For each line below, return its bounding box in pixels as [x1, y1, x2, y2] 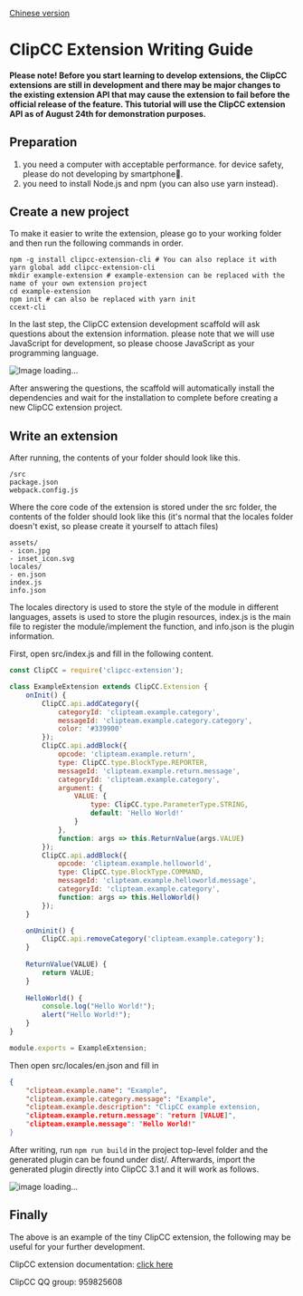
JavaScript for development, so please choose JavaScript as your [9, 338, 255, 349]
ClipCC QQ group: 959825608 [9, 1276, 123, 1287]
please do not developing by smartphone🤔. [22, 168, 184, 179]
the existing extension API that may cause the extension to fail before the [9, 89, 290, 100]
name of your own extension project [9, 279, 147, 288]
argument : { [57, 783, 103, 792]
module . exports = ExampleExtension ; [9, 1043, 147, 1052]
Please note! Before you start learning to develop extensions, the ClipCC [9, 70, 288, 81]
